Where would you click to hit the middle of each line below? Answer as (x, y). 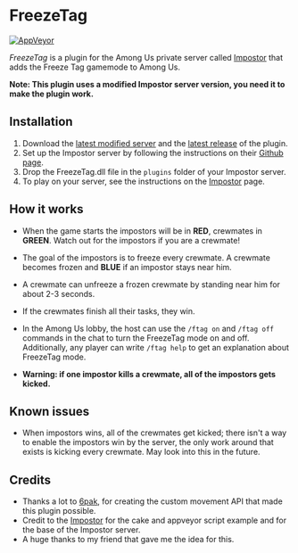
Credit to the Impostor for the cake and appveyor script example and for (154, 520)
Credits (30, 479)
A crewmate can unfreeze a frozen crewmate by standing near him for (151, 284)
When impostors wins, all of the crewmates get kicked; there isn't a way (154, 433)
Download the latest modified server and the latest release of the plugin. (155, 143)
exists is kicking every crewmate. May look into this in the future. (141, 452)
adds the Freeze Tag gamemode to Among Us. (95, 67)
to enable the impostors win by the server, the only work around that (148, 442)
